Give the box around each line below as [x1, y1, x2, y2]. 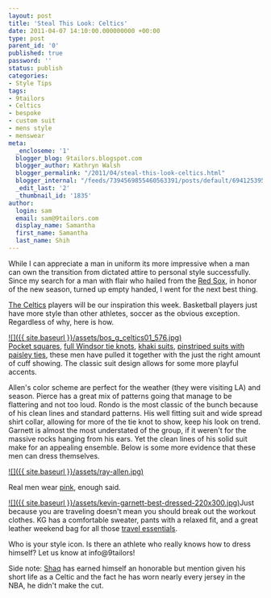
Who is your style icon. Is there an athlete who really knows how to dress [8, 539, 252, 549]
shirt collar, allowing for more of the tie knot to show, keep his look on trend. [8, 417, 261, 426]
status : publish [8, 64, 63, 73]
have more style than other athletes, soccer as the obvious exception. [8, 308, 240, 318]
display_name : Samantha [15, 222, 95, 230]
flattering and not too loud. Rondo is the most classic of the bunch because [8, 400, 259, 409]
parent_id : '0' [8, 42, 60, 50]
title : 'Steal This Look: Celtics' [8, 19, 128, 27]
